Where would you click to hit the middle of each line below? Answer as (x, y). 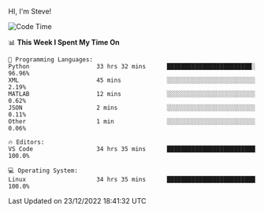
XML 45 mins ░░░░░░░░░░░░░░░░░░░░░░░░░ (132, 80)
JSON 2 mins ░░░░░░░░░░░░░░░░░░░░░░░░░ (132, 108)
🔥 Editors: (26, 142)
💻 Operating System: (43, 171)
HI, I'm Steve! (30, 11)
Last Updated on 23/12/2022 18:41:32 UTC (77, 201)
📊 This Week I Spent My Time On (64, 42)
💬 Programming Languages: (50, 60)
